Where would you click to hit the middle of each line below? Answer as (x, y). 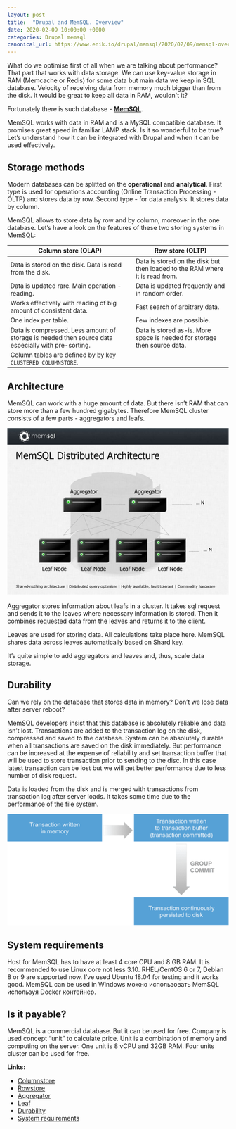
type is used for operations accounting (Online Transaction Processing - (112, 191)
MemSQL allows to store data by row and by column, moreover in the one (113, 220)
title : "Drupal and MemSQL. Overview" (66, 22)
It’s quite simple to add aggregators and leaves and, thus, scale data (106, 655)
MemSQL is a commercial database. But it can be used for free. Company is (117, 1031)
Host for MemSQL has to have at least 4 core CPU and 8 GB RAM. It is (109, 962)
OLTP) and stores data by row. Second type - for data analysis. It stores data (118, 199)
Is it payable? (37, 1014)
